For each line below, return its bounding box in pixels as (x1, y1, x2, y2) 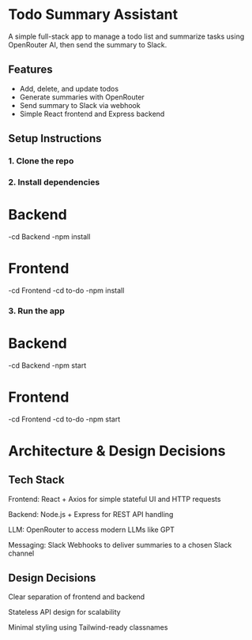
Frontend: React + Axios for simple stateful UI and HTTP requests (8, 494, 221, 503)
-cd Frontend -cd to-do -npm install (8, 286, 125, 295)
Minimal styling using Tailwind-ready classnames (8, 623, 168, 632)
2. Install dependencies (8, 176, 100, 187)
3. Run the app (8, 305, 65, 316)
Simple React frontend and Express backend (19, 109, 165, 118)
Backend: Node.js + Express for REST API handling (8, 509, 174, 518)
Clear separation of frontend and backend (8, 592, 145, 601)
